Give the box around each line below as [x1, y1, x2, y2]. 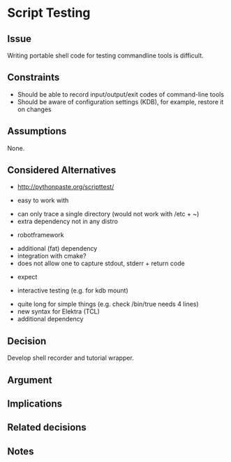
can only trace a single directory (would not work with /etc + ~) [17, 210, 200, 218]
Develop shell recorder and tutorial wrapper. [7, 353, 134, 362]
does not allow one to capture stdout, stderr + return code [17, 259, 185, 267]
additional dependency [17, 315, 84, 323]
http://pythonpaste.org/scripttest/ [17, 183, 114, 191]
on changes [17, 105, 52, 113]
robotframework [17, 231, 64, 239]
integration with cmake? [17, 252, 87, 260]
